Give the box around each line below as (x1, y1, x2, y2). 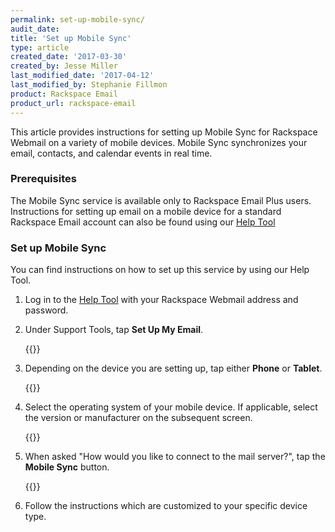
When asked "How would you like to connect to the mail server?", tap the (24, 451, 326, 463)
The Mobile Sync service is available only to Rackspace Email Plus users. (10, 194, 312, 206)
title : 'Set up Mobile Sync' (10, 33, 132, 43)
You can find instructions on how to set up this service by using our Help (10, 264, 310, 276)
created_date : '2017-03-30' (10, 52, 128, 62)
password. (24, 304, 69, 316)
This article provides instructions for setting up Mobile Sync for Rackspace (10, 126, 318, 138)
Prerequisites (10, 172, 77, 186)
